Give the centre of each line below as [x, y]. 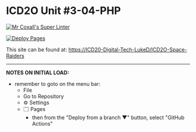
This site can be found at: [36, 49]
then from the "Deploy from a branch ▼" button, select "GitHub [108, 117]
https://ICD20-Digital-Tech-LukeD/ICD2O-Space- [128, 49]
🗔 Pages [34, 109]
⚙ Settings [36, 102]
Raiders [15, 55]
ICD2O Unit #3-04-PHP [64, 11]
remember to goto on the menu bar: [57, 84]
